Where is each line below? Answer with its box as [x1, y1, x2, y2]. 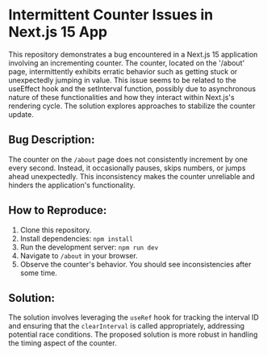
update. [8, 109, 34, 119]
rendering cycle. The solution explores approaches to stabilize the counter [8, 101, 256, 111]
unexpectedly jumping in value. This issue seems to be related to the [8, 75, 236, 85]
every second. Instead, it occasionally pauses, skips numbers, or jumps [8, 163, 246, 173]
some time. [19, 268, 58, 278]
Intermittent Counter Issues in [8, 6, 214, 24]
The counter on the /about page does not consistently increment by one [8, 154, 248, 164]
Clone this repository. [19, 224, 92, 235]
